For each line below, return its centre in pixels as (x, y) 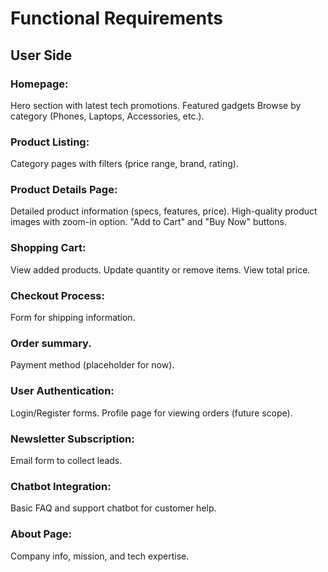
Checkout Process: (57, 295)
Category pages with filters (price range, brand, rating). (124, 164)
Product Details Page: (64, 190)
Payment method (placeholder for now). (92, 365)
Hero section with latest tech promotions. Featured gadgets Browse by (156, 105)
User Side (41, 55)
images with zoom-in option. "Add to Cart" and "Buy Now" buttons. (148, 222)
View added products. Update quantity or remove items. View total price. (160, 269)
